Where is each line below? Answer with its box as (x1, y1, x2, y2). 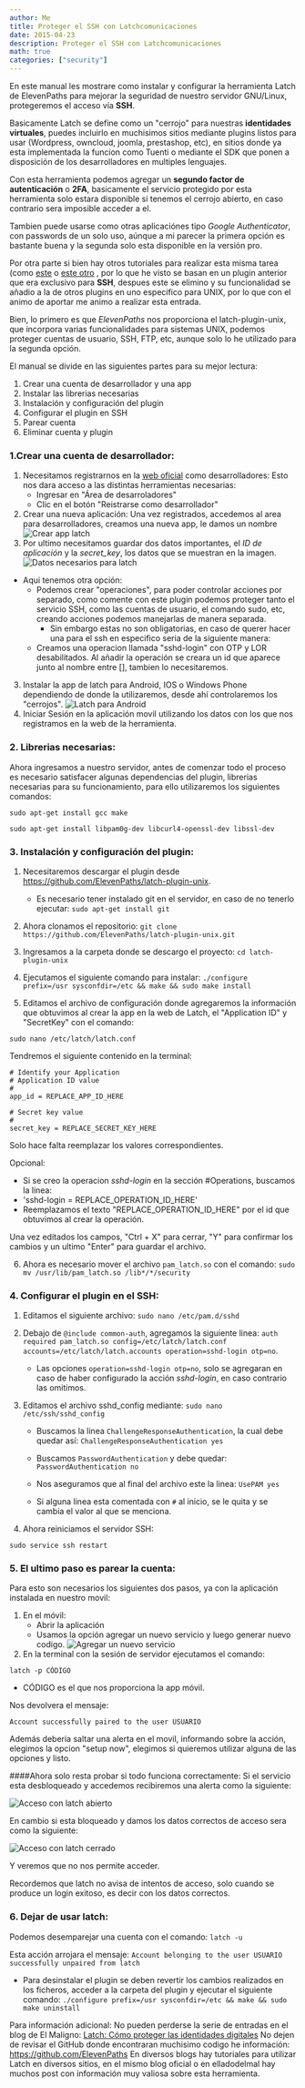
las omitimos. (36, 1382, 86, 1393)
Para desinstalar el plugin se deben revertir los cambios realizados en (22, 1974, 284, 1985)
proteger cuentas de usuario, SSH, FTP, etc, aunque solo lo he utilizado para (9, 333, 297, 344)
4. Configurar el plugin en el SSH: (9, 1289, 159, 1302)
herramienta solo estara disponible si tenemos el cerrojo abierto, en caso (9, 193, 284, 204)
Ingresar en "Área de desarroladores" (36, 489, 178, 501)
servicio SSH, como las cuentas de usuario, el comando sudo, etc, (36, 604, 286, 615)
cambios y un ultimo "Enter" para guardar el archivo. (9, 1240, 207, 1252)
